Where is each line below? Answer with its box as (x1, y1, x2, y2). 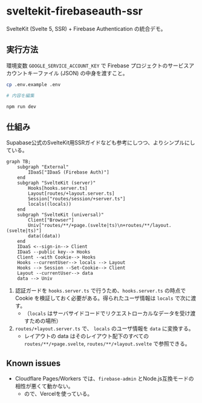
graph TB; (6, 159, 31, 165)
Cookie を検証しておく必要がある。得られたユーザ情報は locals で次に (15, 294, 191, 302)
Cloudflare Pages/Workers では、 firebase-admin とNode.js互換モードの (15, 375, 194, 382)
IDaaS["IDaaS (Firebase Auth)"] (28, 169, 110, 175)
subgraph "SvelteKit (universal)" (17, 212, 104, 218)
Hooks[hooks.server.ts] (28, 185, 88, 192)
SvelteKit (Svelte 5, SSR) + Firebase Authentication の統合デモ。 (6, 25, 166, 32)
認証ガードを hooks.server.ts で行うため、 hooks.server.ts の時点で (15, 287, 186, 294)
